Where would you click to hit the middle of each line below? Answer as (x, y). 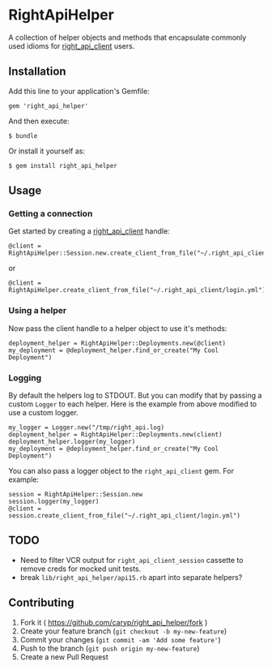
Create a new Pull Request (64, 657)
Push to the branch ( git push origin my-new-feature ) (110, 648)
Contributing (41, 603)
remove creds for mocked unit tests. (81, 569)
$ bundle (23, 135)
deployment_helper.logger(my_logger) (72, 442)
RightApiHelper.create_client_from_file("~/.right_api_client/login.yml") (137, 290)
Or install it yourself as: (47, 151)
